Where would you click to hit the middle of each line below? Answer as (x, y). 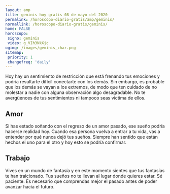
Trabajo (18, 158)
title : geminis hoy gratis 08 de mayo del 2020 (57, 15)
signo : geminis (23, 39)
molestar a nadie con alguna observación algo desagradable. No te (75, 92)
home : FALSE (18, 29)
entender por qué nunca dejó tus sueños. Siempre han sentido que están (82, 137)
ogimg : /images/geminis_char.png (41, 48)
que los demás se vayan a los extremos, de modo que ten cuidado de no (81, 87)
